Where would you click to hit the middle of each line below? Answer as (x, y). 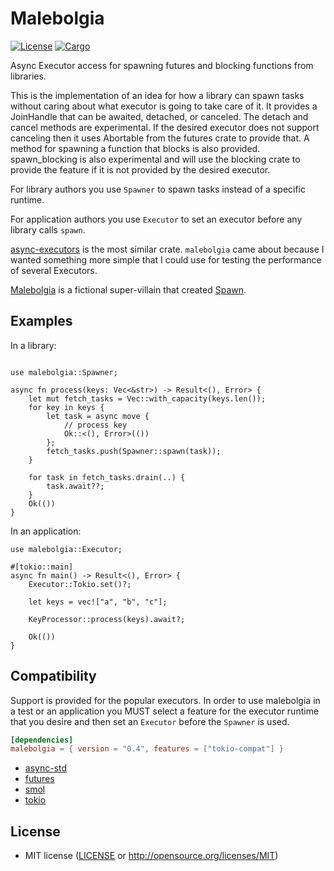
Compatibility (53, 676)
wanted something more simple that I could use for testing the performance (166, 259)
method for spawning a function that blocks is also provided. (135, 148)
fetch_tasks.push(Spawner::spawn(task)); (134, 451)
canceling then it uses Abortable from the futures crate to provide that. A (160, 138)
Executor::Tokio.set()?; (80, 584)
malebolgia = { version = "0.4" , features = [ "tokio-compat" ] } (147, 749)
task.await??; (75, 486)
